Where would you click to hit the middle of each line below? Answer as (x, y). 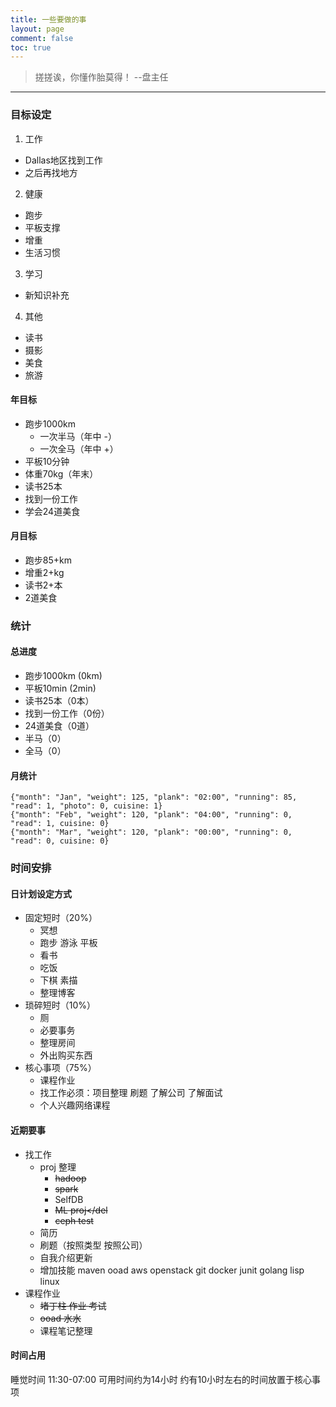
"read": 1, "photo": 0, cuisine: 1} (86, 806)
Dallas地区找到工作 (63, 160)
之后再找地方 (51, 172)
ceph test (74, 1220)
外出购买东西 (66, 1055)
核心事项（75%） (60, 1068)
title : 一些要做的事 (48, 19)
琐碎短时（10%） (60, 1005)
